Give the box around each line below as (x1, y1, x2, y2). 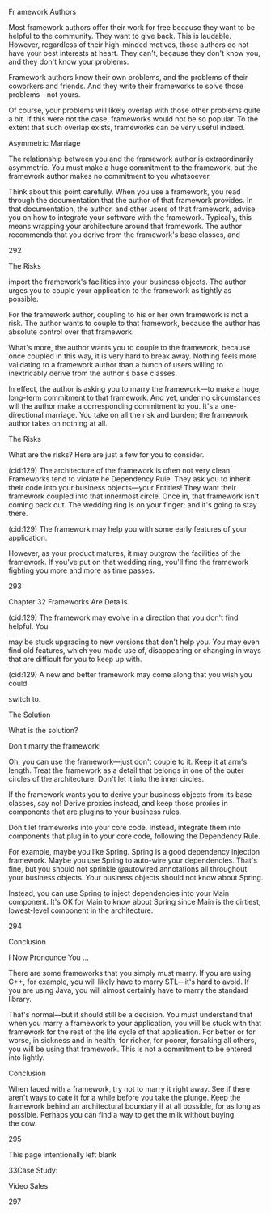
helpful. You (8, 621, 49, 630)
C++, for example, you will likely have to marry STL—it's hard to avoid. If (8, 977, 249, 986)
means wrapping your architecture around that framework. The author (8, 222, 243, 231)
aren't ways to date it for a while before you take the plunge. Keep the (8, 1092, 241, 1102)
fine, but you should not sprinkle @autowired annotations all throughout (8, 864, 248, 873)
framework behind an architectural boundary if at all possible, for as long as (8, 1101, 261, 1111)
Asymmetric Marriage (8, 138, 81, 148)
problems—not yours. (8, 90, 81, 100)
